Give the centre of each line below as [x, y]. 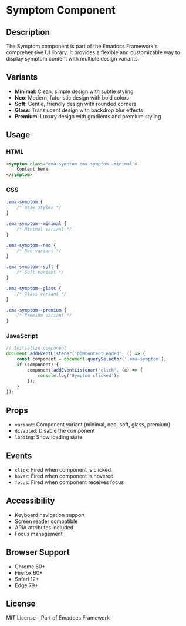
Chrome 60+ [30, 567]
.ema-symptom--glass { [34, 288]
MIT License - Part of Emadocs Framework [58, 618]
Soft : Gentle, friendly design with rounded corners [75, 104]
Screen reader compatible [46, 521]
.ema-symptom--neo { [31, 245]
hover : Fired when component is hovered [64, 476]
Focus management [38, 534]
